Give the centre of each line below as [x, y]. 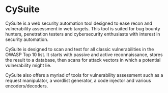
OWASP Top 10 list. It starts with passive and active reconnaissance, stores [84, 55]
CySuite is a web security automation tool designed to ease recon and [79, 23]
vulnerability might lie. [29, 65]
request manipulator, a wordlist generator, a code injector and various [78, 80]
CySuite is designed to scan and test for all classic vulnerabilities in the [80, 49]
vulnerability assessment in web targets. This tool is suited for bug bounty [83, 28]
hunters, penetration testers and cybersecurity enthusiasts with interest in [83, 34]
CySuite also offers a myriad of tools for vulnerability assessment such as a [84, 75]
